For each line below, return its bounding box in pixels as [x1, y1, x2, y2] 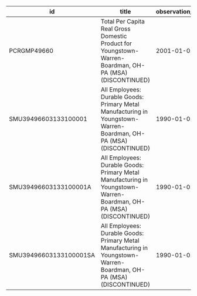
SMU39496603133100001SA [9, 251, 96, 259]
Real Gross [100, 25, 131, 33]
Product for [100, 39, 132, 47]
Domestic [100, 32, 127, 40]
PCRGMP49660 [9, 47, 54, 55]
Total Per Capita [100, 18, 145, 25]
